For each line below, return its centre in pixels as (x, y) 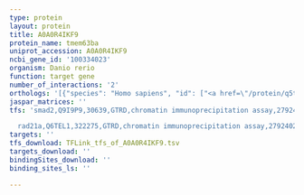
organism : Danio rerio (52, 69)
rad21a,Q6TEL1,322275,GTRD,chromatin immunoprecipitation (129, 126)
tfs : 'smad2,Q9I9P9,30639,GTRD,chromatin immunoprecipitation (129, 110)
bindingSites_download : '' (60, 160)
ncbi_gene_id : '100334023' (60, 60)
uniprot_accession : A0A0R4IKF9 (68, 51)
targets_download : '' (50, 152)
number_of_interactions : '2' (64, 85)
